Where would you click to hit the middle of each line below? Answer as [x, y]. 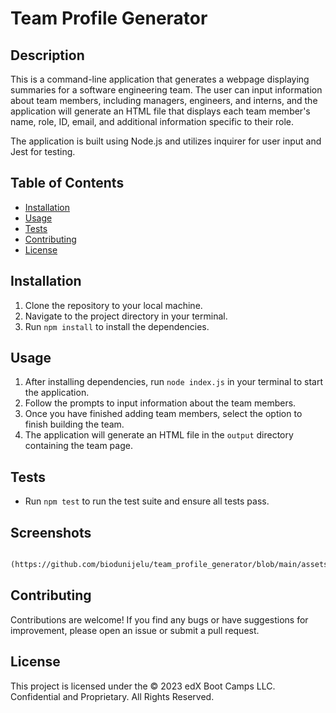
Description [47, 55]
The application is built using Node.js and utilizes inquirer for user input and [166, 141]
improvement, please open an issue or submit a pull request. [135, 630]
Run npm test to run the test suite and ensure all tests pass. [147, 501]
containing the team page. [78, 446]
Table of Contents [67, 183]
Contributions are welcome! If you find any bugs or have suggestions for [159, 619]
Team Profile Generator [109, 18]
